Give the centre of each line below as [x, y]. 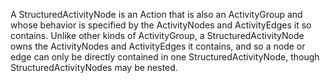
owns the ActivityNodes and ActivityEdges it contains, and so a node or [158, 46]
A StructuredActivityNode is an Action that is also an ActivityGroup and [156, 14]
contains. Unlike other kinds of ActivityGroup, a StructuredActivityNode [157, 35]
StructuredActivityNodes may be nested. [94, 67]
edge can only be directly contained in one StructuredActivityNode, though [165, 57]
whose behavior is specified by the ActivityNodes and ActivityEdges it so [161, 25]
